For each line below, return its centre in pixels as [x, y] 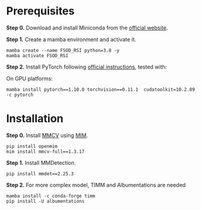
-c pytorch [20, 94]
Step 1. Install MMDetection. [41, 162]
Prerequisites [41, 11]
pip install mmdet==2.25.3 [40, 174]
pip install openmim [32, 146]
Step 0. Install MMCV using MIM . [47, 135]
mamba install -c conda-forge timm [51, 196]
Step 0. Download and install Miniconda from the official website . [87, 28]
